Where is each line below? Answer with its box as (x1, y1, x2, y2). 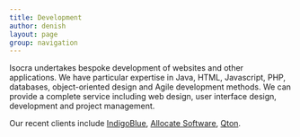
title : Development (9, 13, 83, 22)
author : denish (9, 21, 66, 30)
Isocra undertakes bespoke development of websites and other (9, 63, 244, 73)
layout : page (9, 30, 58, 39)
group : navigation (9, 38, 78, 47)
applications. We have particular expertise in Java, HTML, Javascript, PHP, (9, 73, 286, 83)
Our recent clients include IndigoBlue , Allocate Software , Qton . (9, 118, 241, 129)
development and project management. (9, 100, 155, 112)
